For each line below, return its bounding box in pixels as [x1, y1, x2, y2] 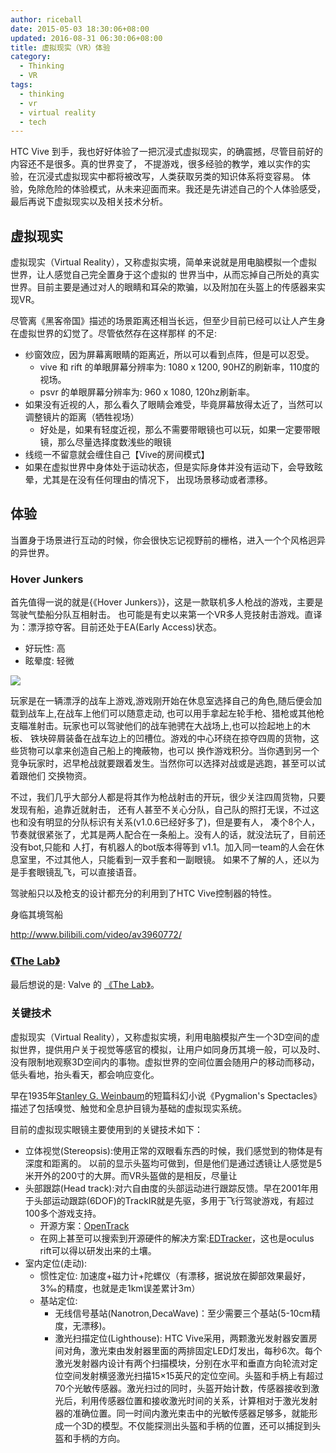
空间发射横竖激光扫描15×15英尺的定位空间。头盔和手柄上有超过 [63, 1369, 324, 1381]
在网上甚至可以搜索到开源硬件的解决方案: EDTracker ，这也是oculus [39, 1232, 315, 1244]
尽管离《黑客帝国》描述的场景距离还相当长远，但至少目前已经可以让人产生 [10, 315, 317, 327]
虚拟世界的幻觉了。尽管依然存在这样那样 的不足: [18, 327, 217, 340]
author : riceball [10, 14, 83, 25]
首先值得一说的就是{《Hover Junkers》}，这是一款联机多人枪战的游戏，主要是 [10, 596, 324, 608]
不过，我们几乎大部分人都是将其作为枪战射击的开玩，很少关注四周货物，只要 [10, 791, 326, 803]
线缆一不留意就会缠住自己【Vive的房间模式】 [24, 449, 210, 461]
